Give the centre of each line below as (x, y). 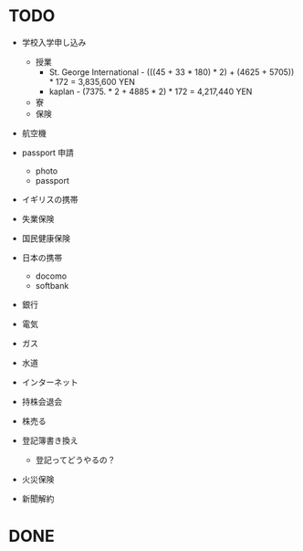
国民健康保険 (46, 238)
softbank (52, 285)
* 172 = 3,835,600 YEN (92, 81)
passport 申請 (48, 153)
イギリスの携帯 (50, 199)
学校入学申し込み (54, 42)
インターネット (50, 382)
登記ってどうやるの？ (75, 460)
